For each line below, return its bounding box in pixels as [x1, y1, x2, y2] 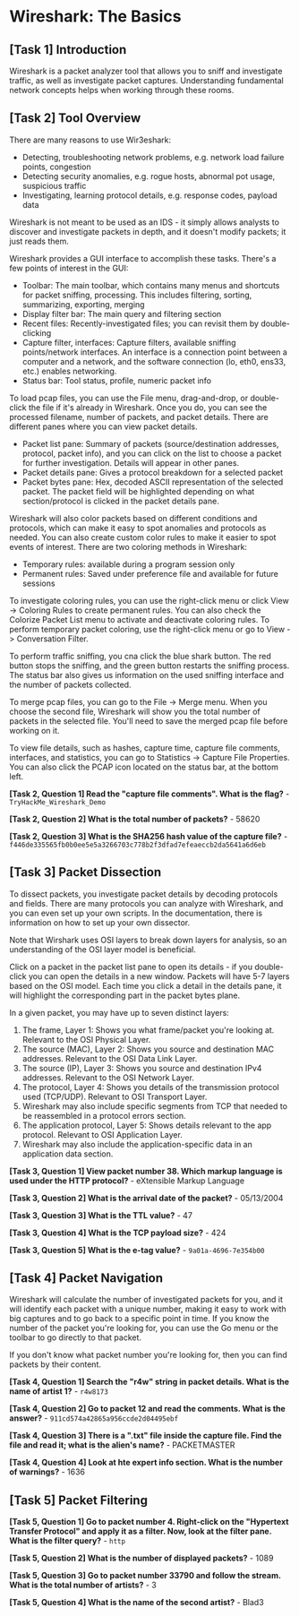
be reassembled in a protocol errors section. [21, 1110, 186, 1121]
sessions [21, 578, 56, 589]
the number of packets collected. [9, 679, 132, 690]
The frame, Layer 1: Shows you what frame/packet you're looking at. [21, 1024, 275, 1036]
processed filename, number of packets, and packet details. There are [9, 411, 269, 422]
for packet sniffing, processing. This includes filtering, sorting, [21, 289, 252, 300]
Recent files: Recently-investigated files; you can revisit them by [21, 318, 260, 329]
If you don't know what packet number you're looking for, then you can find [9, 1350, 288, 1361]
